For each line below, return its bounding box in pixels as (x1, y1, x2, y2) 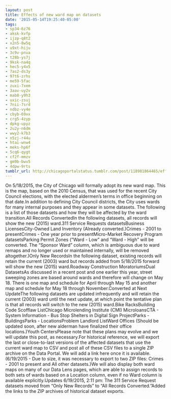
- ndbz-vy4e (5, 107, 31, 112)
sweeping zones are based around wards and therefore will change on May (5, 275, 164, 281)
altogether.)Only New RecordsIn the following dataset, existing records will (5, 253, 162, 259)
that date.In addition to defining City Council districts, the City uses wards (5, 199, 160, 205)
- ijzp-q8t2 (5, 36, 31, 41)
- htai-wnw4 (5, 140, 31, 145)
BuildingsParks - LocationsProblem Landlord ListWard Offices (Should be (5, 318, 159, 324)
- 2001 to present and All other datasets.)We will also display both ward (5, 361, 155, 367)
